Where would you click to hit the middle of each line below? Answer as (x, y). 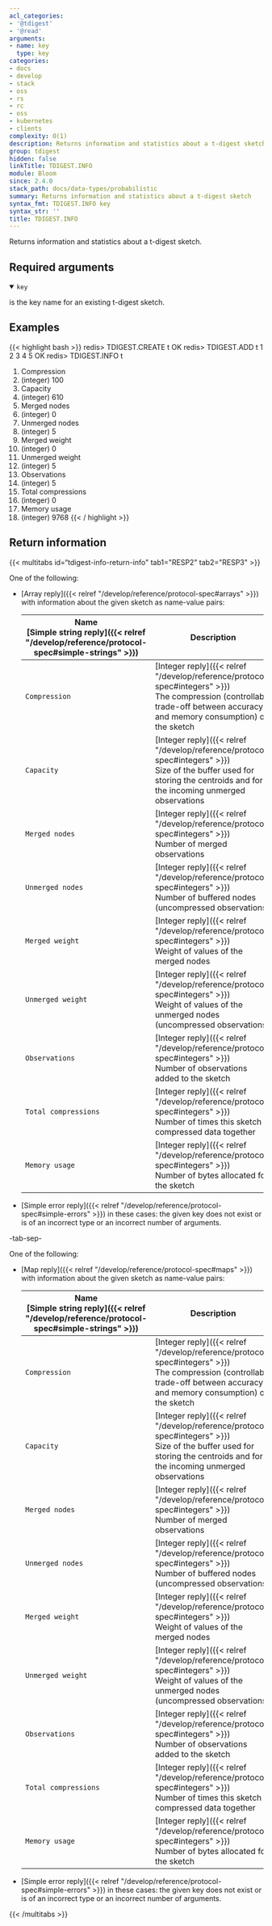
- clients (26, 129)
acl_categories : (36, 16)
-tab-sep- (26, 1238)
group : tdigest (35, 151)
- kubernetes (31, 121)
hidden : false (33, 158)
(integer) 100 (42, 380)
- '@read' (26, 31)
